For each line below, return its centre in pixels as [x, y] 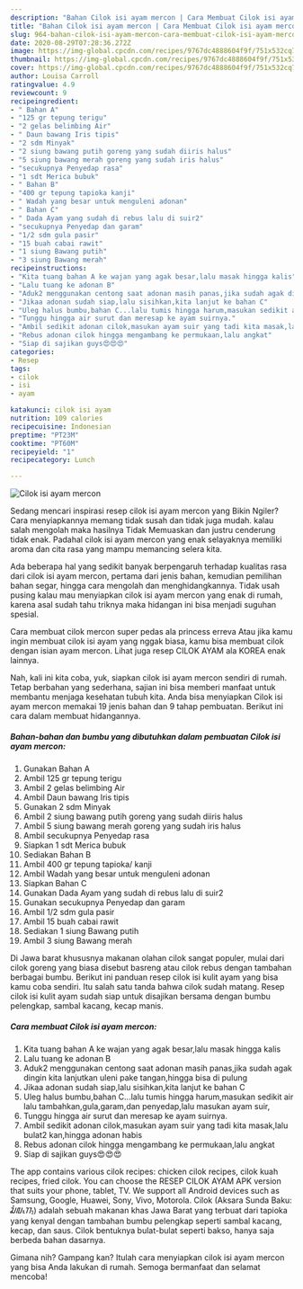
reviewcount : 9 [39, 93]
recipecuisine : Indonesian [61, 427]
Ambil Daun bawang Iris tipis [76, 797]
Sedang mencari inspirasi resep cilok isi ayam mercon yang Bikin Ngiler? [145, 511]
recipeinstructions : [49, 269]
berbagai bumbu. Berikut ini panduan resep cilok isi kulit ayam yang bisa [144, 977]
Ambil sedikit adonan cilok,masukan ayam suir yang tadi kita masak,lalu [156, 1125]
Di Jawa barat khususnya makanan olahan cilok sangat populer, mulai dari [147, 958]
